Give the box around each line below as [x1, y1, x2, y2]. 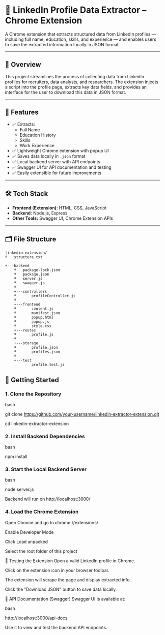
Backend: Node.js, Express [12, 210, 68, 216]
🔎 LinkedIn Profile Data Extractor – [5, 4, 147, 16]
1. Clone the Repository [5, 391, 61, 397]
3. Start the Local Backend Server [5, 466, 87, 473]
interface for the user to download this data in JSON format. [5, 89, 127, 95]
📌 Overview [5, 60, 41, 69]
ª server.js [14, 276, 43, 281]
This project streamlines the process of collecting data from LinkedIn [5, 73, 144, 79]
